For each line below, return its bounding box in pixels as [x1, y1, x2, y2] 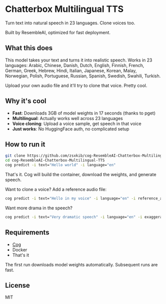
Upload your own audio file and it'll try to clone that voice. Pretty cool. [5, 82, 147, 88]
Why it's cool [5, 97, 46, 105]
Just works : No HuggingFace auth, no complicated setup [12, 125, 129, 132]
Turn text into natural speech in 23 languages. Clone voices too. [5, 20, 135, 26]
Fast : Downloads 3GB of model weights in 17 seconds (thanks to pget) [12, 110, 156, 116]
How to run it [5, 140, 45, 148]
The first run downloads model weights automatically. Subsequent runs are [5, 261, 158, 267]
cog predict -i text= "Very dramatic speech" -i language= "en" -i [5, 214, 142, 219]
